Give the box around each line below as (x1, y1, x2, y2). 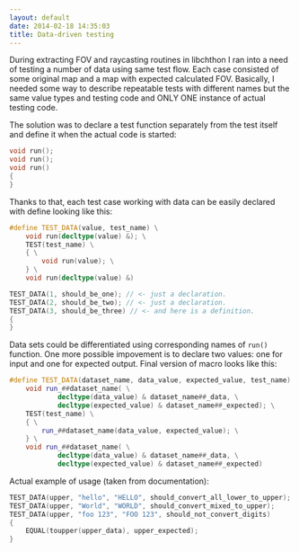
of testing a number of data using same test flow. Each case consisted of (9, 64, 279, 75)
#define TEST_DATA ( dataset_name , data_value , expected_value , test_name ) (9, 376, 292, 385)
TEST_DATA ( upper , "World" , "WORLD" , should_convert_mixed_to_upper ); (9, 501, 276, 511)
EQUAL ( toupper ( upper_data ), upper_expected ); (25, 527, 199, 536)
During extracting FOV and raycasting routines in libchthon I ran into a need (9, 55, 289, 66)
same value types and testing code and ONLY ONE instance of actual (9, 93, 267, 103)
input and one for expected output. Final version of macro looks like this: (9, 359, 277, 369)
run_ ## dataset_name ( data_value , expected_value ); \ (41, 426, 240, 435)
